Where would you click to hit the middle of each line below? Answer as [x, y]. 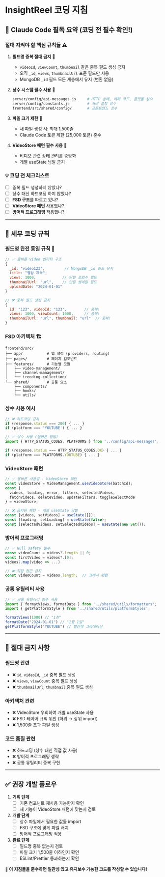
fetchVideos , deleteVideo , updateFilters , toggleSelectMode [72, 497]
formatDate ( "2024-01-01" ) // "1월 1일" [45, 622]
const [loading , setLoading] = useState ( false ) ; [56, 520]
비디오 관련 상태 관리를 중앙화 [48, 156]
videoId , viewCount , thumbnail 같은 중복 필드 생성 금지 [72, 67]
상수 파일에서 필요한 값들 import [50, 821]
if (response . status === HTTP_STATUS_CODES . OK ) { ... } [63, 451]
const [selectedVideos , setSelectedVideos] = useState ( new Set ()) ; [76, 524]
